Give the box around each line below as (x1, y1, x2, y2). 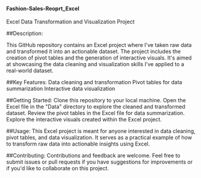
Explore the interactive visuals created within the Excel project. (6, 116, 162, 123)
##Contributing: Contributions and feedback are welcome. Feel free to (6, 152, 181, 159)
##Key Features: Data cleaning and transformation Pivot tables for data (6, 79, 182, 86)
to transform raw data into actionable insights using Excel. (6, 140, 150, 147)
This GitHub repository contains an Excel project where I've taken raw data (6, 41, 192, 49)
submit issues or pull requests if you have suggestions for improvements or (6, 158, 193, 165)
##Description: (6, 30, 43, 37)
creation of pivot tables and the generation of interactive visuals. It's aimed (6, 54, 192, 61)
